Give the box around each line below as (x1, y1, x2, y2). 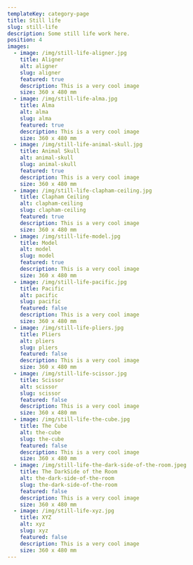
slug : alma (20, 115, 52, 122)
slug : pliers (20, 344, 58, 351)
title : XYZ (20, 514, 52, 521)
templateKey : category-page (7, 10, 90, 18)
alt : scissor (20, 383, 58, 391)
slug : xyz (20, 527, 49, 534)
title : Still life (7, 17, 61, 24)
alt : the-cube (20, 428, 61, 436)
